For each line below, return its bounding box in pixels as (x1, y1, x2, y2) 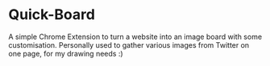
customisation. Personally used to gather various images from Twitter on (8, 40, 250, 49)
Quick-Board (8, 6, 95, 24)
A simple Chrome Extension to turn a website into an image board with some (8, 32, 263, 41)
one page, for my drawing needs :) (8, 49, 123, 58)
